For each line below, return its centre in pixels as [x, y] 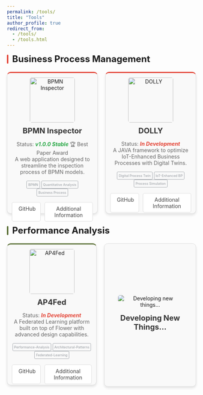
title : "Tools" [26, 17]
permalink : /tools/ [31, 12]
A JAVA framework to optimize [150, 150]
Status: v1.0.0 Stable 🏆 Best [53, 144]
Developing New [150, 318]
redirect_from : [26, 29]
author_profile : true [34, 23]
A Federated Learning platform [52, 321]
